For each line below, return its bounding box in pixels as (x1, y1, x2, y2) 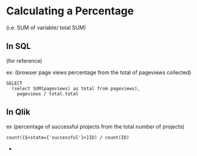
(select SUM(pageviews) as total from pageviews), (11, 85, 140, 91)
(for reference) (6, 57, 43, 64)
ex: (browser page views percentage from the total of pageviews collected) (6, 69, 192, 76)
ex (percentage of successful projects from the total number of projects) (6, 123, 185, 130)
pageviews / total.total (17, 91, 79, 97)
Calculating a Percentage (6, 4, 134, 18)
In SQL (6, 41, 31, 51)
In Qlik (6, 107, 30, 117)
